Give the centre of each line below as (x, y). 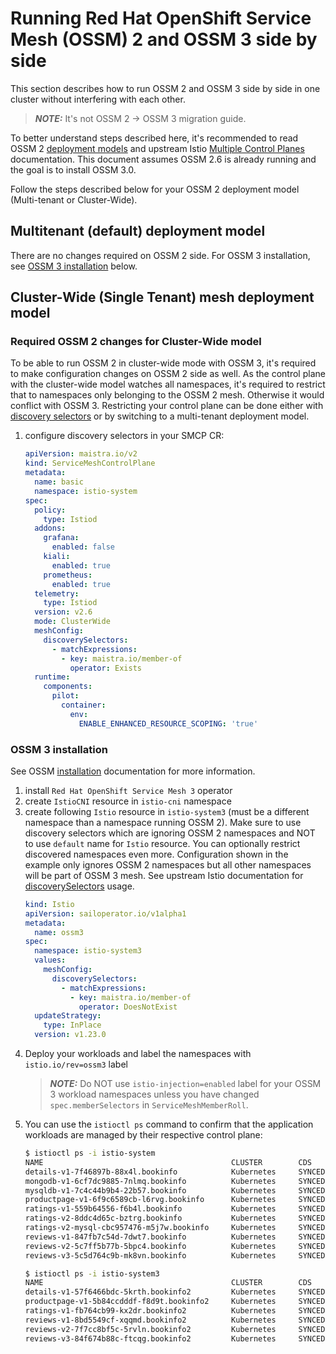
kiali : (57, 557)
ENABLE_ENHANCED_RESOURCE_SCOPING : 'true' (168, 723)
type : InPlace (72, 1025)
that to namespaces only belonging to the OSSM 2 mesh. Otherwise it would (167, 395)
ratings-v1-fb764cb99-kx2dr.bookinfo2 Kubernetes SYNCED (175, 1311)
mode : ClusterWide (72, 622)
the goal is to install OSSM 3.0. (73, 169)
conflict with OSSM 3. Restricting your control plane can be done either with (167, 406)
